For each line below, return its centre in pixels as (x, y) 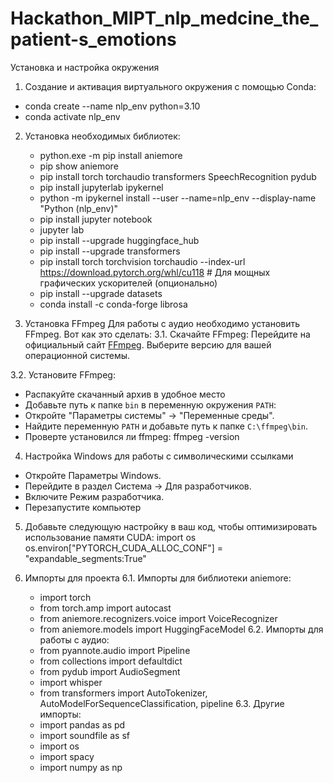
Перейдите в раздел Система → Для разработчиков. (138, 486)
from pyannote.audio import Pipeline (115, 650)
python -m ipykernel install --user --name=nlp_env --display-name (178, 198)
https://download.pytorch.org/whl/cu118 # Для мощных (155, 272)
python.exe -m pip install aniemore (111, 155)
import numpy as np (81, 767)
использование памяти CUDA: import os (110, 537)
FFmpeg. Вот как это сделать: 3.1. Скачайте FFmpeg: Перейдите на (167, 334)
